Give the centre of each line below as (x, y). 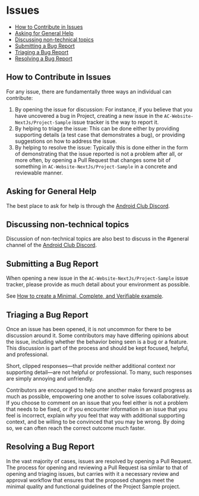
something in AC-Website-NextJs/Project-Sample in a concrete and (96, 166)
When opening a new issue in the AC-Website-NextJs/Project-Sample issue (97, 278)
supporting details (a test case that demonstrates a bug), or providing (100, 135)
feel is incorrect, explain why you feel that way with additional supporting (96, 415)
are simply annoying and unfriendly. (50, 378)
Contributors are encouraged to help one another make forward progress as (99, 390)
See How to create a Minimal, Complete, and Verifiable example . (85, 296)
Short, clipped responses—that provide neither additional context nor (91, 366)
